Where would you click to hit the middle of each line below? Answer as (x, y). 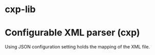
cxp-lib (20, 9)
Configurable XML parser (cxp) (72, 33)
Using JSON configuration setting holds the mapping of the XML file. (77, 47)
